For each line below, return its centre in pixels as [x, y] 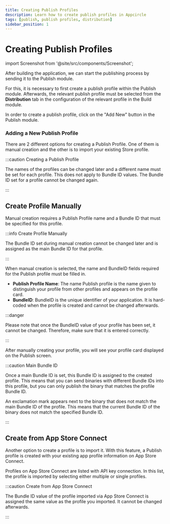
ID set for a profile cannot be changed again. [52, 180]
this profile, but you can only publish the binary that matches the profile [80, 386]
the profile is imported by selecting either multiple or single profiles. [76, 477]
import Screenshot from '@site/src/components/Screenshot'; [69, 64]
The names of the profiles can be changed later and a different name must [83, 169]
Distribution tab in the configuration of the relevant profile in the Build [78, 99]
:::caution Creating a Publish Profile [42, 159]
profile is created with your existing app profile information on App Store [81, 456]
